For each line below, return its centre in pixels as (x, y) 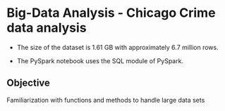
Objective (29, 83)
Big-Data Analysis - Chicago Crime (111, 13)
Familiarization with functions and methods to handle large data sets (106, 100)
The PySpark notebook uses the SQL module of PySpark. (100, 60)
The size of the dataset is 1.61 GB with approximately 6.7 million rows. (118, 47)
